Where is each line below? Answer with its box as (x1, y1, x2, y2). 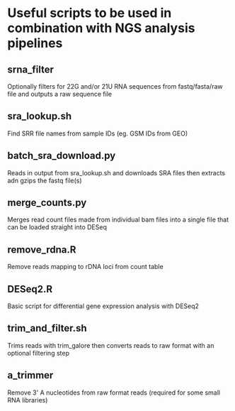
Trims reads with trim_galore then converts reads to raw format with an (7, 341, 214, 349)
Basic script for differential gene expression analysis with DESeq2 (7, 302, 200, 310)
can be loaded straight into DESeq (7, 223, 108, 231)
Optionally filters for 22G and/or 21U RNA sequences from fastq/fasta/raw (7, 82, 223, 90)
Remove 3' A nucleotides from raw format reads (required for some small (7, 388, 221, 397)
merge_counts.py (7, 197, 87, 209)
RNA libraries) (7, 395, 48, 404)
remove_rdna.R (7, 243, 76, 256)
